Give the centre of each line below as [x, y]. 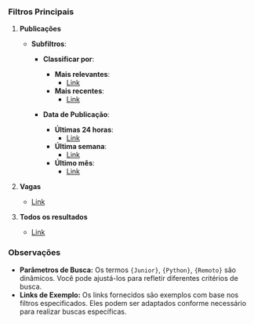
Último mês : [75, 163]
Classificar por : [69, 59]
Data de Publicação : [76, 115]
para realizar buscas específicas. [73, 311]
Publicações [40, 29]
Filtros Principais [41, 12]
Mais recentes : [79, 91]
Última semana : [81, 147]
